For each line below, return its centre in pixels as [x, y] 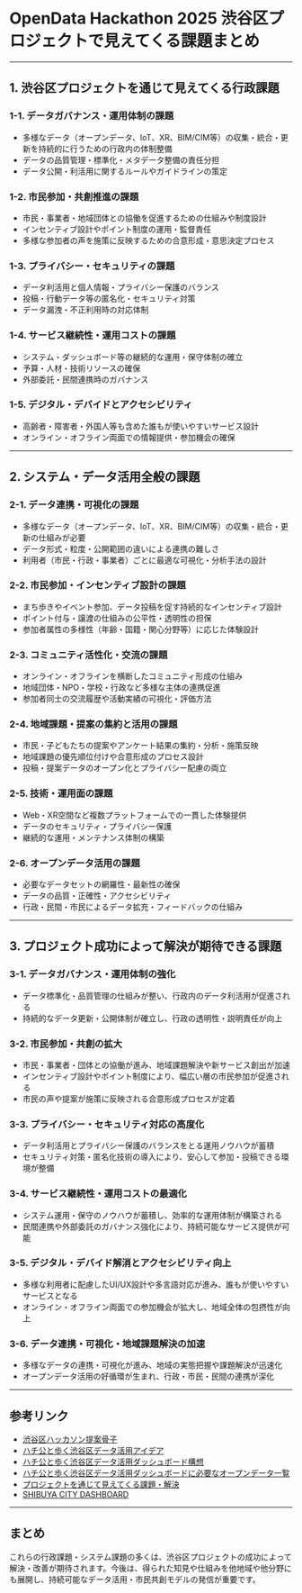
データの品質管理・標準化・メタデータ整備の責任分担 [121, 159]
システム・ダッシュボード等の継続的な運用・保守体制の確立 [133, 357]
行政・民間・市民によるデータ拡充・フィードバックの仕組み [133, 907]
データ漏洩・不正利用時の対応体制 [85, 310]
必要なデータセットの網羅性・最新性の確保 [101, 884]
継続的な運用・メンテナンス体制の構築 [93, 837]
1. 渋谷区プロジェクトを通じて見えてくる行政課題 [145, 88]
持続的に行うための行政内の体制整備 [105, 149]
